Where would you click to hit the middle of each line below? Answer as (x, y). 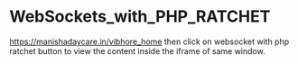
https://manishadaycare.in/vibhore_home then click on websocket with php (149, 41)
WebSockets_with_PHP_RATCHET (140, 17)
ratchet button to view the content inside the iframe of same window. (137, 50)
